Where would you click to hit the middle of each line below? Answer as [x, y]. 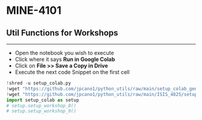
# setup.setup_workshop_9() [41, 111]
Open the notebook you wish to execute [64, 53]
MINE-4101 [34, 11]
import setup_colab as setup [43, 100]
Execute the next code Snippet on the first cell [72, 72]
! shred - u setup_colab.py [38, 83]
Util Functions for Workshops [62, 33]
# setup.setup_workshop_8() [41, 106]
